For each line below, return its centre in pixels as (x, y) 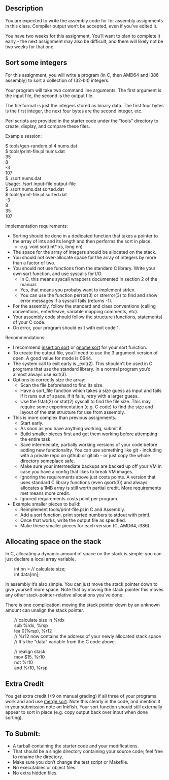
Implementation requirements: (37, 226)
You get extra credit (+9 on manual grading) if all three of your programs (81, 696)
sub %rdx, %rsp (31, 625)
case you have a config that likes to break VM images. (77, 471)
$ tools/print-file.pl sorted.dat (36, 194)
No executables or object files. (45, 768)
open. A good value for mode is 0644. (52, 358)
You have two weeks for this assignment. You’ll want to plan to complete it (83, 36)
